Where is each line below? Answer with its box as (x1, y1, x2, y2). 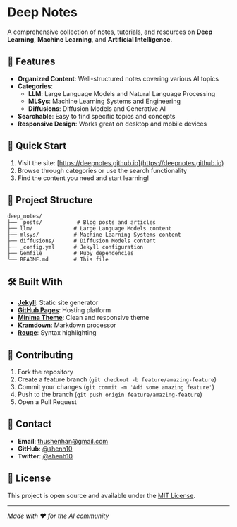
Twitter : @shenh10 (17, 451, 73, 460)
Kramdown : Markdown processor (17, 321, 116, 329)
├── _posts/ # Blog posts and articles (7, 219, 157, 226)
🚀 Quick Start (7, 140, 67, 152)
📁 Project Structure (7, 194, 93, 206)
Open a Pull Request (17, 398, 78, 406)
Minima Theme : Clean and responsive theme (17, 314, 150, 322)
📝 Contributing (7, 349, 73, 361)
